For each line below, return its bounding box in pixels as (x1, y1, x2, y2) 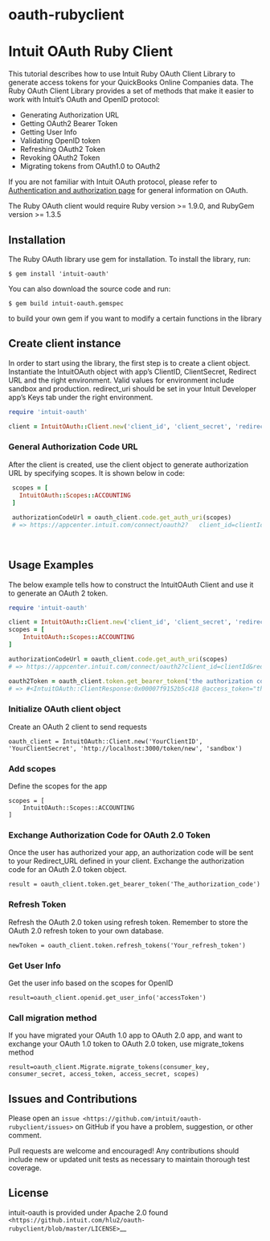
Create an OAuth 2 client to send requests (8, 722, 147, 731)
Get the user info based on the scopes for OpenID (8, 978, 174, 988)
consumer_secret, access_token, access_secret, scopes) (8, 1071, 199, 1079)
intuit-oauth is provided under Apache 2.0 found (8, 1207, 169, 1217)
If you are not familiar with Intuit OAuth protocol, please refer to (8, 177, 218, 186)
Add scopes (8, 763, 56, 774)
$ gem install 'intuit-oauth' (8, 269, 110, 278)
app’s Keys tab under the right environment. (8, 392, 153, 402)
